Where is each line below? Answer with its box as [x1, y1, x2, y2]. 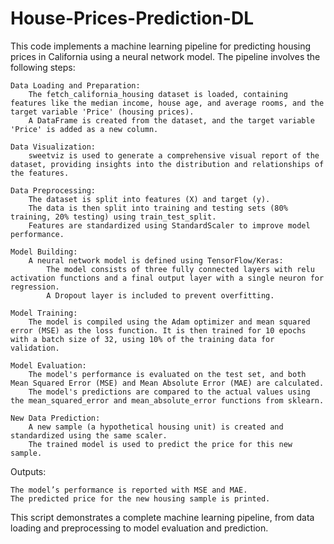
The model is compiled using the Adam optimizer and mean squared [28, 317, 311, 327]
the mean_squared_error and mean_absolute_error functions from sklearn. [10, 395, 325, 406]
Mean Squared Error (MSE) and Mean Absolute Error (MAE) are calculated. [10, 378, 325, 388]
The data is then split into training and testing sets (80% [28, 203, 288, 213]
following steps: [10, 61, 76, 73]
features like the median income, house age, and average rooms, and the [10, 98, 325, 108]
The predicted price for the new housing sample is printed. [10, 493, 271, 504]
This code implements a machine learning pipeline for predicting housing [10, 40, 312, 52]
